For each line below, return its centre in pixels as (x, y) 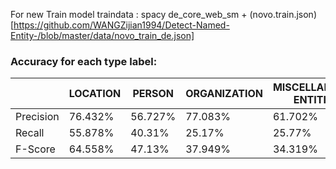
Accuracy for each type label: (84, 61)
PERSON (153, 94)
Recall (30, 133)
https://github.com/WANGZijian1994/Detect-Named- (121, 25)
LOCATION (95, 94)
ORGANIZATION (224, 94)
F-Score (35, 149)
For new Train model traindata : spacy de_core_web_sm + (129, 14)
